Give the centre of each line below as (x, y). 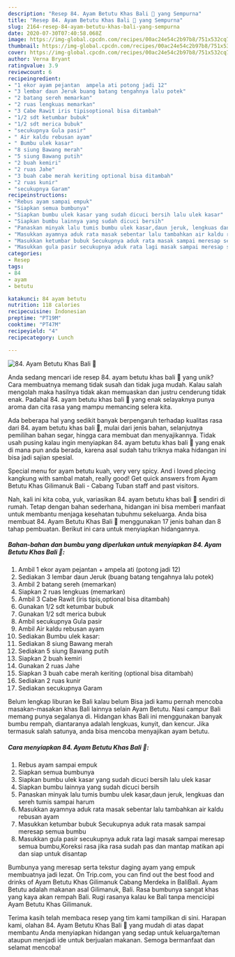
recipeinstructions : (38, 195)
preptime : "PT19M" (35, 318)
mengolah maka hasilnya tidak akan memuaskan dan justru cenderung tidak (117, 392)
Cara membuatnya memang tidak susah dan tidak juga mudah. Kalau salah (115, 384)
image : (17, 40)
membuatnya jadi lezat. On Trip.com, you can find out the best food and (111, 875)
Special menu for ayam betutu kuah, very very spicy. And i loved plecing (112, 471)
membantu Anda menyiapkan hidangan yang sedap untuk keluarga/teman (114, 933)
